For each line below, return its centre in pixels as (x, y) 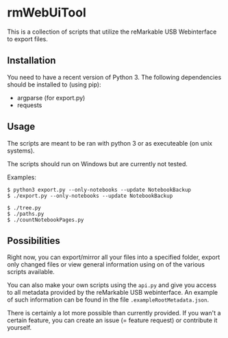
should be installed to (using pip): (54, 84)
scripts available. (31, 272)
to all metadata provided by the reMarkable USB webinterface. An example (113, 293)
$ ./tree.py (24, 207)
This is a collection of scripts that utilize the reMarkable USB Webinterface (112, 32)
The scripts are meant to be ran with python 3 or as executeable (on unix (110, 143)
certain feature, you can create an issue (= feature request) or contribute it (112, 320)
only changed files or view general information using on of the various (106, 264)
